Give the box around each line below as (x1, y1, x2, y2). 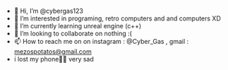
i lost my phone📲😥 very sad (13, 55, 94, 63)
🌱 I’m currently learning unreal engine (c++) (13, 22, 142, 30)
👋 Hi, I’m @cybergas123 (13, 7, 83, 15)
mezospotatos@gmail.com (13, 47, 92, 56)
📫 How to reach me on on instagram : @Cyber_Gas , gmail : (13, 37, 189, 45)
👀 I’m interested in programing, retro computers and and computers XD (13, 14, 221, 23)
